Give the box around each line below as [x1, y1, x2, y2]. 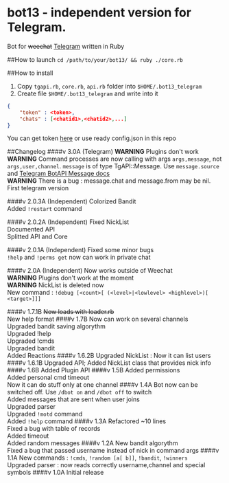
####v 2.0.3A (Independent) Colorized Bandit [7, 197, 136, 205]
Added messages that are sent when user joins [7, 395, 141, 403]
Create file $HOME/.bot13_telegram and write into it [16, 89, 158, 98]
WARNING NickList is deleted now [7, 281, 104, 289]
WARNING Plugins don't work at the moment [7, 273, 134, 282]
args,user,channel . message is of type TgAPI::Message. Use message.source [7, 162, 219, 170]
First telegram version [7, 184, 69, 192]
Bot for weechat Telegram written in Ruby [7, 42, 125, 50]
